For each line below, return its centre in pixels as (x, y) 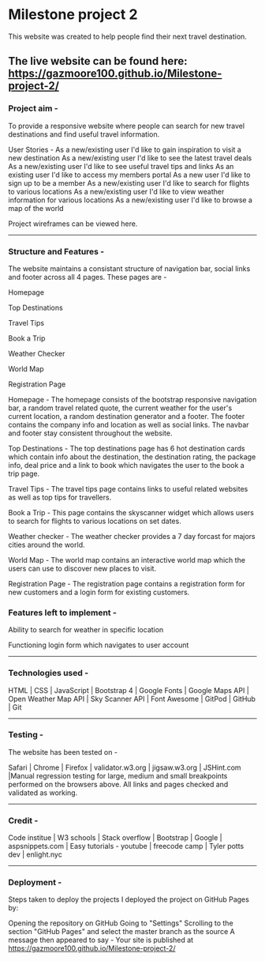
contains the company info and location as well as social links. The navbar (129, 424)
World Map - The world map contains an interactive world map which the (127, 560)
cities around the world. (47, 545)
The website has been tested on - (63, 752)
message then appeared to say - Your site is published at (101, 940)
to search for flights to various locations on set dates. (95, 521)
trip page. (24, 473)
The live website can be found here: (98, 61)
